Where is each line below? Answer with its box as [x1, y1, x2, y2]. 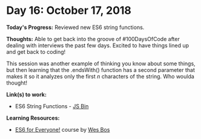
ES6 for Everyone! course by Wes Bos [15, 126, 110, 133]
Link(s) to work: [6, 91, 47, 98]
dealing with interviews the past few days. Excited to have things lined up [6, 42, 189, 49]
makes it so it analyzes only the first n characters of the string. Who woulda [6, 73, 195, 80]
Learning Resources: [6, 114, 60, 121]
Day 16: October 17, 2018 [6, 4, 132, 18]
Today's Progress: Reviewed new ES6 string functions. [6, 24, 145, 31]
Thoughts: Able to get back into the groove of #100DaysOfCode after [6, 35, 180, 42]
